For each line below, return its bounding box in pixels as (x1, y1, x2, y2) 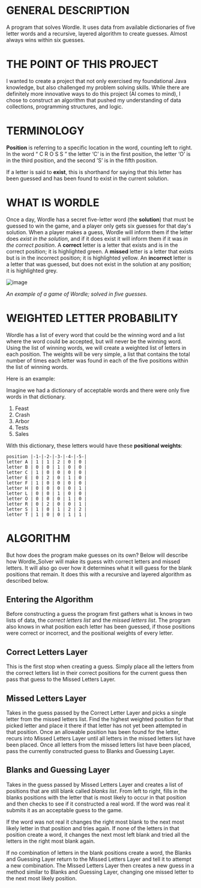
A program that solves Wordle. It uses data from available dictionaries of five (6, 23, 196, 31)
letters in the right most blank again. (6, 837, 95, 845)
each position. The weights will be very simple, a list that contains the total (6, 350, 190, 358)
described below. (6, 577, 49, 584)
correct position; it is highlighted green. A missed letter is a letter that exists (6, 247, 194, 255)
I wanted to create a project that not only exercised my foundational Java (6, 77, 187, 84)
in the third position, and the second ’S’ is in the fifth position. (6, 157, 158, 164)
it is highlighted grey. (6, 267, 58, 274)
